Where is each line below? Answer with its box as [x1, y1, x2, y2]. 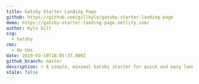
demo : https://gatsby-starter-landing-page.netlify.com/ [6, 20, 150, 25]
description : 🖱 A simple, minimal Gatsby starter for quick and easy [6, 63, 182, 70]
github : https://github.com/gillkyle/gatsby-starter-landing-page [6, 14, 174, 20]
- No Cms [11, 47, 33, 53]
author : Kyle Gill [6, 25, 52, 31]
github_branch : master [6, 58, 62, 64]
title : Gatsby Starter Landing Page [6, 8, 97, 15]
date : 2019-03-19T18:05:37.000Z [6, 53, 86, 59]
